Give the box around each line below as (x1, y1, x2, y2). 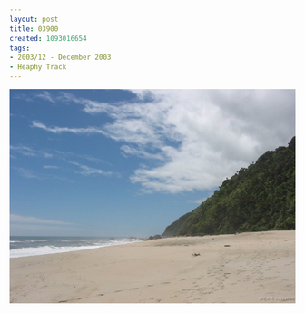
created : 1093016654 (9, 34, 88, 43)
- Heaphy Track (9, 63, 67, 72)
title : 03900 (9, 24, 59, 34)
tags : (9, 44, 30, 53)
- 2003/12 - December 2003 (9, 53, 112, 63)
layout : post (9, 15, 59, 24)
